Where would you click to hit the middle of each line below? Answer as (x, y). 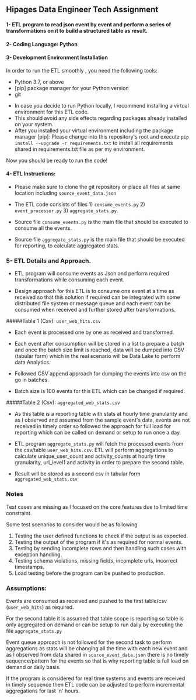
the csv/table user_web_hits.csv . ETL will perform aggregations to (94, 450)
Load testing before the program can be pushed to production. (90, 573)
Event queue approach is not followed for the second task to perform (89, 642)
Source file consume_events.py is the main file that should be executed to (101, 222)
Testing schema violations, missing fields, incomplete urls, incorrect (96, 560)
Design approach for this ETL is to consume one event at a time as (94, 291)
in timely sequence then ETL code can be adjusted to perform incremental (95, 684)
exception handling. (38, 554)
